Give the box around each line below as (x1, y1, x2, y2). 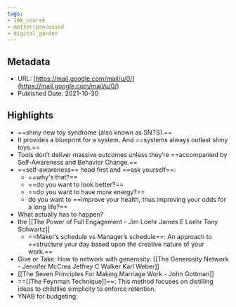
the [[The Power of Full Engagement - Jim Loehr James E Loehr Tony (17, 217, 218, 226)
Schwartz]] (17, 225, 51, 233)
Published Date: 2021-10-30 (17, 89, 99, 98)
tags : (7, 10, 23, 18)
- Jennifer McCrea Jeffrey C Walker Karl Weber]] (17, 262, 159, 271)
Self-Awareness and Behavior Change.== (17, 158, 138, 166)
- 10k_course (7, 17, 46, 24)
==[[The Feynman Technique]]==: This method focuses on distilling (17, 277, 214, 285)
